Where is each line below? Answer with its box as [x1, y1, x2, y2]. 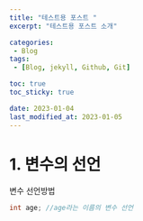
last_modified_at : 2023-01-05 [9, 112, 123, 122]
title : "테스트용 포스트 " [9, 13, 97, 23]
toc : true [9, 79, 47, 88]
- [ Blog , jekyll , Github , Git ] [13, 63, 130, 72]
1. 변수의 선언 [9, 154, 102, 174]
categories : [9, 38, 54, 47]
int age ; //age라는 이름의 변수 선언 [9, 204, 134, 213]
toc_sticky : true [9, 87, 75, 97]
